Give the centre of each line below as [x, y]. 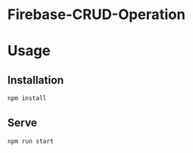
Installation [36, 80]
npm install [27, 98]
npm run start [31, 141]
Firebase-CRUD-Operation [96, 15]
